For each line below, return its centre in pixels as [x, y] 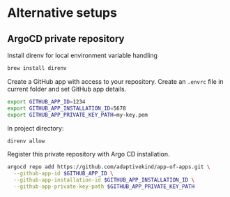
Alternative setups [62, 13]
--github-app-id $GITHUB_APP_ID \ [63, 174]
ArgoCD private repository [66, 39]
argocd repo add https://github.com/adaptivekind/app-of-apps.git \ [109, 167]
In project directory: [36, 128]
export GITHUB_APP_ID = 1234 [46, 102]
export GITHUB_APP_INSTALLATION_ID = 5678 [67, 108]
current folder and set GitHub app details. [67, 89]
